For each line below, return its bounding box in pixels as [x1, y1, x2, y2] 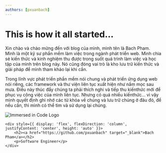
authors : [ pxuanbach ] [5, 7, 50, 12]
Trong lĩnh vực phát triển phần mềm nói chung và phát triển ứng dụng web [5, 76, 158, 82]
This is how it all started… [5, 28, 114, 40]
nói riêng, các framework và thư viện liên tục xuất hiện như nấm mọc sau [5, 81, 154, 87]
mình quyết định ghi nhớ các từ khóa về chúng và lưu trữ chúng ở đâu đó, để [5, 97, 162, 103]
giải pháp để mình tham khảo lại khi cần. [5, 66, 88, 72]
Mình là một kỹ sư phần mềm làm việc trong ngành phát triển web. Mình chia [5, 50, 162, 56]
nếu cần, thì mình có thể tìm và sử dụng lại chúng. [5, 102, 107, 108]
